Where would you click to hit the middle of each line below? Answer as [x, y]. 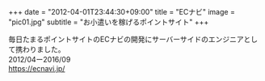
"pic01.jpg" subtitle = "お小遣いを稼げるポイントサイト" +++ [109, 22]
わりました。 [44, 49]
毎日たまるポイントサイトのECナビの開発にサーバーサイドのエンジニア [126, 39]
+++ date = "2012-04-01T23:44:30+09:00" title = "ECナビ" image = [122, 12]
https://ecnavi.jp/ [37, 68]
